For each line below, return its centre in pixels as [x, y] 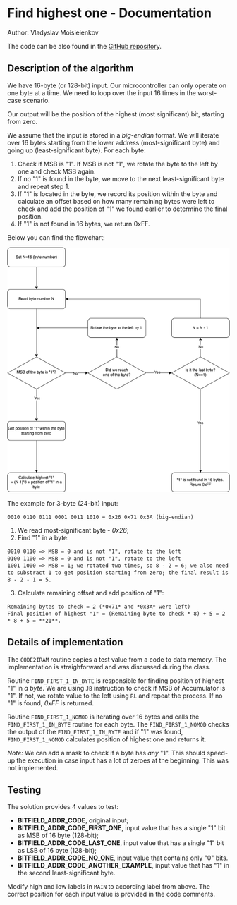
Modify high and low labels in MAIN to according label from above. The [109, 887]
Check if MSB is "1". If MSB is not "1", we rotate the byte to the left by [117, 164]
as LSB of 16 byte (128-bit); [57, 851]
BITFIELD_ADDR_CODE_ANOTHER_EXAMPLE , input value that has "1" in [123, 865]
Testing [24, 790]
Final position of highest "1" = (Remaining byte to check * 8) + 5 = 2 [116, 614]
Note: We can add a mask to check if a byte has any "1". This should [107, 753]
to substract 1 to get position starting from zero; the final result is [118, 573]
